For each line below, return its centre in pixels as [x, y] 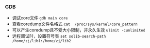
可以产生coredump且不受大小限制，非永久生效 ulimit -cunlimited [79, 30]
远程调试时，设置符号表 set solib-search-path [59, 36]
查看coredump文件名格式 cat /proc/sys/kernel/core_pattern [75, 24]
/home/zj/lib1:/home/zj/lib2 [42, 41]
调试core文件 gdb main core [40, 18]
